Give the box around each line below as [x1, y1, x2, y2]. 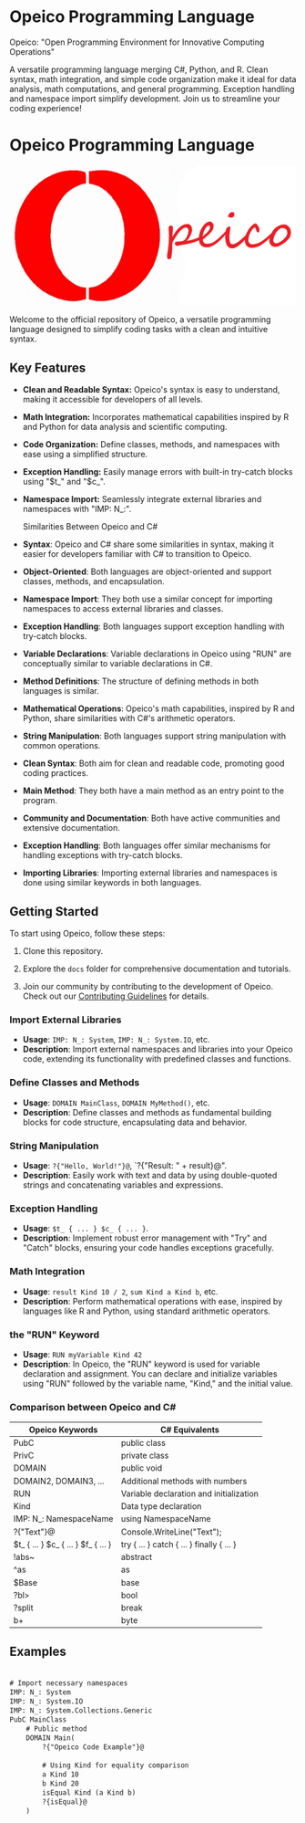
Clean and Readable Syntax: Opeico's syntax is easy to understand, [22, 384, 280, 395]
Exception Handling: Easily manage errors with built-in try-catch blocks [22, 466, 293, 477]
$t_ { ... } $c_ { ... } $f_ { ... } [13, 1538, 112, 1549]
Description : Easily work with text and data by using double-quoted [22, 1169, 278, 1180]
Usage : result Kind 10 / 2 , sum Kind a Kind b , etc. [22, 1285, 219, 1297]
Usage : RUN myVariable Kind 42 [22, 1348, 143, 1359]
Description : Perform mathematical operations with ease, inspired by [22, 1295, 283, 1306]
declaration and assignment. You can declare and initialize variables [22, 1367, 278, 1379]
